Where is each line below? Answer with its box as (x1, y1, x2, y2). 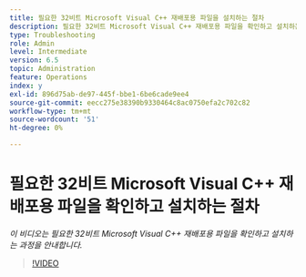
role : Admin (9, 38, 55, 48)
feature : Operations (9, 73, 88, 82)
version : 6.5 (9, 56, 59, 65)
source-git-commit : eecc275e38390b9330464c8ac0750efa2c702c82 (9, 97, 250, 108)
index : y (9, 81, 43, 90)
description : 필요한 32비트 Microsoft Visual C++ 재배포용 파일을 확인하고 (9, 22, 273, 31)
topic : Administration (9, 65, 96, 74)
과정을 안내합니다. (18, 239, 83, 251)
